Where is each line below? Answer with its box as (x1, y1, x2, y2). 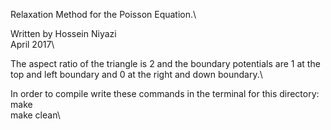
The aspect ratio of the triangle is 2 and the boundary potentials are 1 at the (10, 58, 321, 69)
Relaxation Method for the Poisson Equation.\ (10, 9, 197, 20)
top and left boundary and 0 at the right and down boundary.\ (10, 69, 263, 80)
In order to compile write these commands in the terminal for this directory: (10, 88, 320, 99)
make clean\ (10, 109, 61, 121)
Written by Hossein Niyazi (10, 28, 117, 39)
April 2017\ (10, 39, 55, 50)
